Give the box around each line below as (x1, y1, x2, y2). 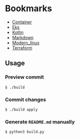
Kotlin (12, 29, 24, 35)
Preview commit (5, 74, 44, 80)
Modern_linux (12, 40, 40, 45)
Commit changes (5, 96, 47, 103)
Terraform (12, 45, 32, 51)
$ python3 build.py (5, 130, 45, 135)
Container (12, 19, 32, 25)
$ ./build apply (5, 107, 38, 112)
